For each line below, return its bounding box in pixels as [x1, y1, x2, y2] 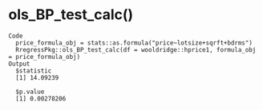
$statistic [15, 66, 52, 75]
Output [8, 60, 30, 68]
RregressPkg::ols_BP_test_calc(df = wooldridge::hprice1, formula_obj [15, 45, 257, 53]
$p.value [15, 88, 45, 96]
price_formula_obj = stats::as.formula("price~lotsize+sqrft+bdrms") [15, 38, 253, 47]
